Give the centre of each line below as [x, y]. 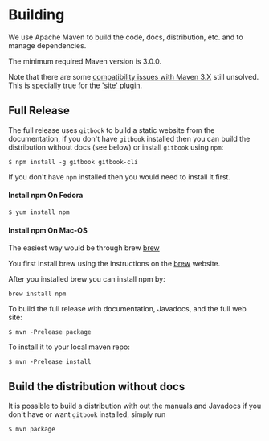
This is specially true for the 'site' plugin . [75, 85]
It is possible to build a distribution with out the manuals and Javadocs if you [135, 406]
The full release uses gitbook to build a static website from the [112, 130]
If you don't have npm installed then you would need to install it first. [120, 177]
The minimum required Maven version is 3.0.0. [85, 61]
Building [37, 15]
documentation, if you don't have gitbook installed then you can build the [129, 138]
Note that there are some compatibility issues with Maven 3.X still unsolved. [134, 76]
